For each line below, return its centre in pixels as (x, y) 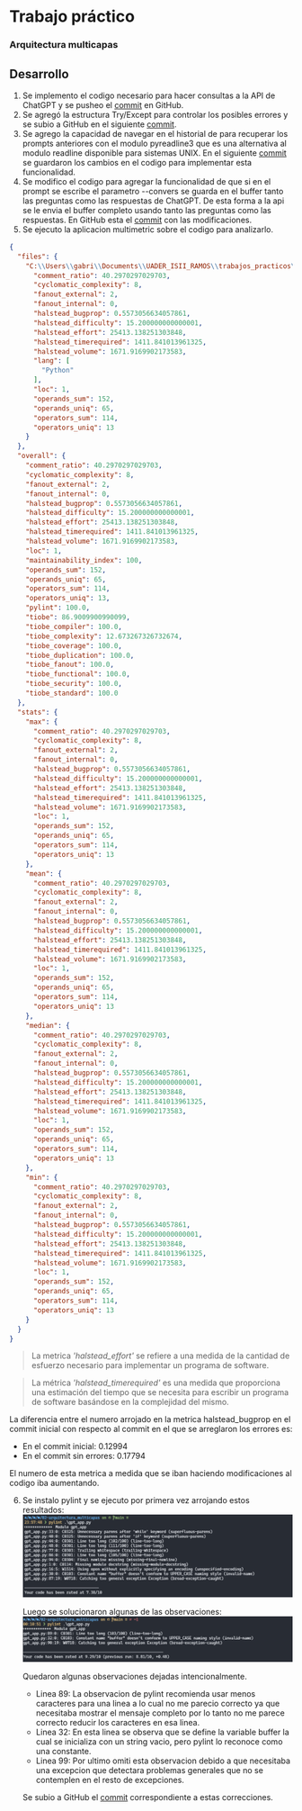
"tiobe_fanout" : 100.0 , (70, 665)
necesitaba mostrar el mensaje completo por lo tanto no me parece (160, 1713)
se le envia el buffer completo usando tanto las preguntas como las (147, 210)
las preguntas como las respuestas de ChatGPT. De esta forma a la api (153, 201)
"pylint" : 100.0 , (58, 608)
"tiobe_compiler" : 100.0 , (74, 626)
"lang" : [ (51, 361)
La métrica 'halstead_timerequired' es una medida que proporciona (156, 1383)
